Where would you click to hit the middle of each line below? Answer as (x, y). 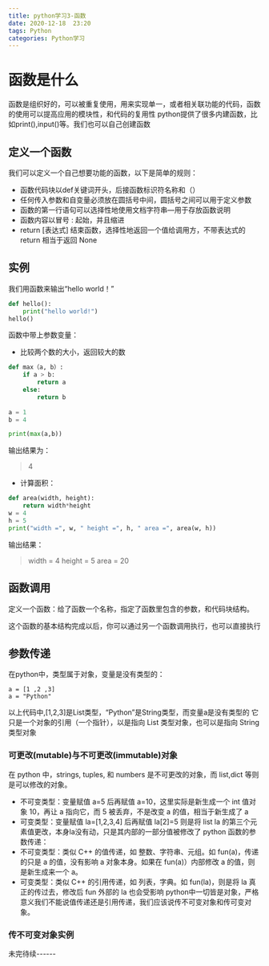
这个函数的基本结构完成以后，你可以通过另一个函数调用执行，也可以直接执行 (134, 626)
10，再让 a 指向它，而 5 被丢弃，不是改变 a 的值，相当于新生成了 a (139, 811)
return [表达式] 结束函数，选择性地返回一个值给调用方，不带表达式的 (132, 230)
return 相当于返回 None (58, 240)
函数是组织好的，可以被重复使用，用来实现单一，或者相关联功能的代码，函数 (134, 104)
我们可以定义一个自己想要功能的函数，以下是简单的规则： (103, 173)
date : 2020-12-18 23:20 (50, 23)
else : (32, 390)
